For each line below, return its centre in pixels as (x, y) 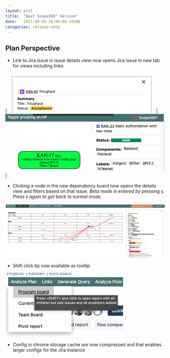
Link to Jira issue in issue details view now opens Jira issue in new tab (86, 61)
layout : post (19, 11)
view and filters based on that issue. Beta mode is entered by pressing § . (89, 191)
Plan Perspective (32, 48)
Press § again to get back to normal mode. (57, 197)
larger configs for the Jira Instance (49, 350)
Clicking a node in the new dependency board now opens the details (84, 185)
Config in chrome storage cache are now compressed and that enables (87, 345)
